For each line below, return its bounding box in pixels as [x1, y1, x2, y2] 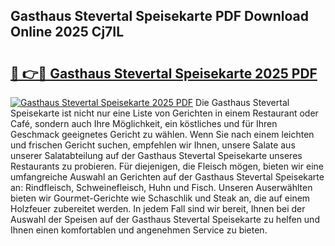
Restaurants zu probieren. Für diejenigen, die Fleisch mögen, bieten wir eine [10, 160, 324, 172]
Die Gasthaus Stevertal [195, 97, 290, 108]
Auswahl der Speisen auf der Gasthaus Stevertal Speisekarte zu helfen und [10, 214, 320, 225]
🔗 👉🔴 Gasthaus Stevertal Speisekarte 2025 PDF [10, 65, 318, 82]
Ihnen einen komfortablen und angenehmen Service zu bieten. [10, 224, 268, 236]
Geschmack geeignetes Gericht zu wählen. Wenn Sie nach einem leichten [10, 129, 315, 140]
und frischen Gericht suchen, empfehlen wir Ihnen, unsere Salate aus [10, 139, 296, 151]
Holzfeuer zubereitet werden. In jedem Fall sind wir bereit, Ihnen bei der [10, 203, 306, 214]
